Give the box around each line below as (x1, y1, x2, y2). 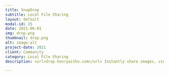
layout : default (5, 17, 39, 22)
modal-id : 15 (5, 21, 33, 27)
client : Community (5, 49, 44, 54)
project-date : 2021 (5, 45, 46, 50)
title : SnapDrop (5, 7, 39, 13)
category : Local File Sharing (5, 54, 69, 59)
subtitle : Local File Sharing (5, 12, 69, 17)
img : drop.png (5, 31, 35, 36)
